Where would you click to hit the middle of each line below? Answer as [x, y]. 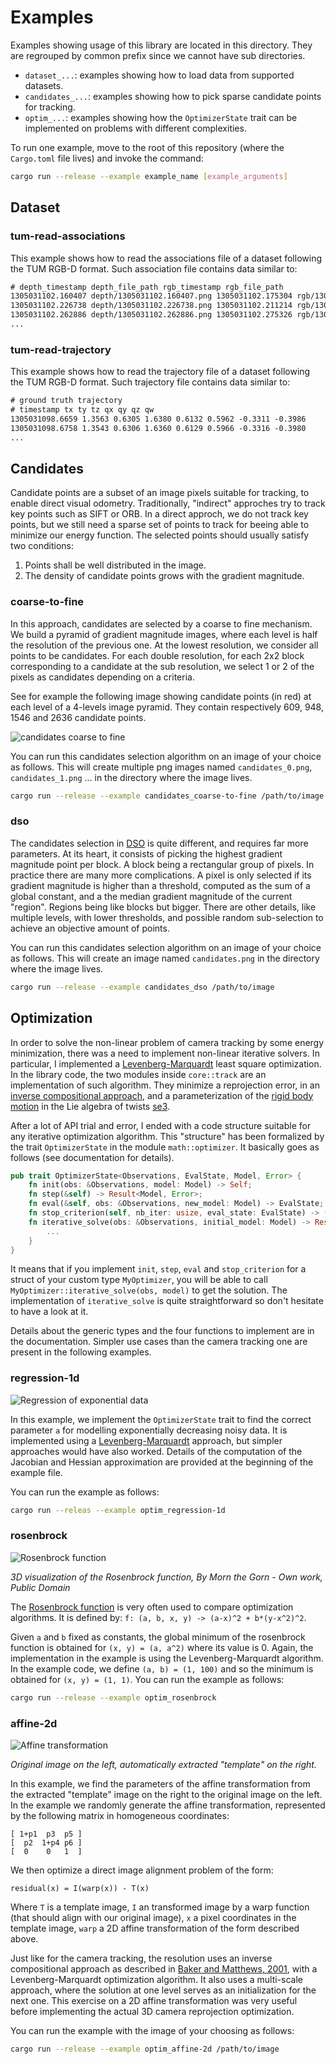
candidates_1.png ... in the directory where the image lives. [131, 777]
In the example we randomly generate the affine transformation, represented [168, 1805]
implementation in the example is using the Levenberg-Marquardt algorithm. [167, 1658]
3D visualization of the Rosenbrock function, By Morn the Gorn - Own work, [166, 1577]
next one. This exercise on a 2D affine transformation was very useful [154, 2001]
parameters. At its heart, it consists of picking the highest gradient [146, 853]
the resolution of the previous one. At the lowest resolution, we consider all [164, 645]
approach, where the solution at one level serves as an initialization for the [163, 1990]
